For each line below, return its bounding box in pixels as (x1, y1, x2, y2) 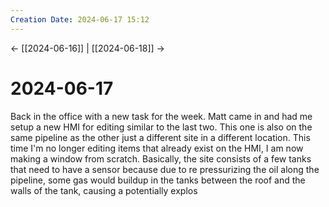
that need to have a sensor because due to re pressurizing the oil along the (10, 163, 320, 175)
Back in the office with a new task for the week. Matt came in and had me (10, 110, 313, 122)
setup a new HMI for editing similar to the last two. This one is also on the (10, 121, 313, 133)
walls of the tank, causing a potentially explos (10, 184, 198, 196)
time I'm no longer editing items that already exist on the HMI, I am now (10, 142, 304, 154)
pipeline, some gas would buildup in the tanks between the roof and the (10, 174, 306, 186)
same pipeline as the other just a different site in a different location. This (10, 131, 311, 143)
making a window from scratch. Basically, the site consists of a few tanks (10, 152, 312, 165)
